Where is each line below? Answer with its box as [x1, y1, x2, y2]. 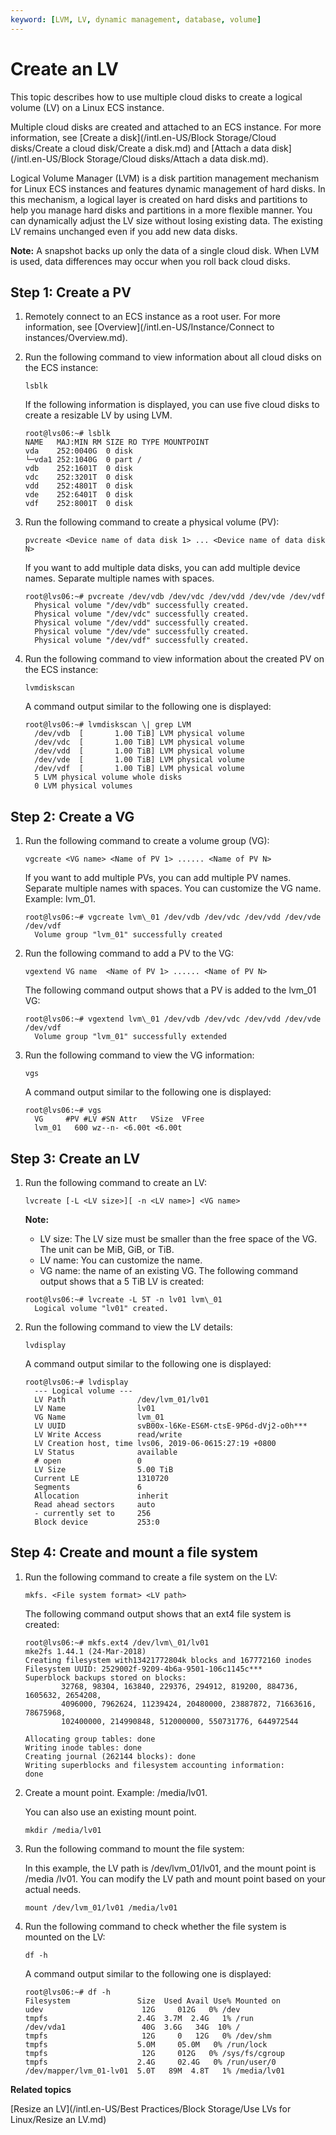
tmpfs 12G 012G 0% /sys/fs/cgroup [24, 2048, 286, 2058]
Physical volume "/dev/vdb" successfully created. [34, 601, 250, 611]
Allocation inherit [34, 1491, 169, 1501]
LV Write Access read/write [34, 1430, 183, 1440]
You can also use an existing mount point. [24, 1806, 197, 1818]
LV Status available [34, 1447, 178, 1457]
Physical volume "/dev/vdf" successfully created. [34, 636, 250, 646]
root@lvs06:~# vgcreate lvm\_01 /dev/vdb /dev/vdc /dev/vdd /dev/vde [24, 912, 322, 923]
